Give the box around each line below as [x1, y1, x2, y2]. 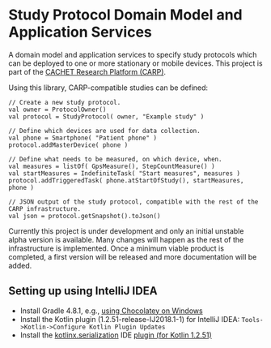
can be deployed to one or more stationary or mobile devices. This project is [8, 58, 263, 68]
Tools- [241, 316, 264, 324]
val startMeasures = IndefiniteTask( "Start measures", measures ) [8, 169, 241, 178]
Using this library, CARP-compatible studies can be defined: [8, 83, 209, 92]
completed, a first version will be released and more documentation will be [8, 251, 257, 261]
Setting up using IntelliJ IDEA [8, 284, 158, 298]
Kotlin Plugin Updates [88, 323, 166, 331]
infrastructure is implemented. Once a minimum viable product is [8, 243, 225, 253]
